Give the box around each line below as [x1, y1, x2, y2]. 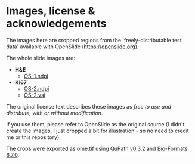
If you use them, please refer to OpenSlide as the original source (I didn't [6, 120, 185, 128]
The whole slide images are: [6, 54, 76, 61]
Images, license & [6, 4, 95, 18]
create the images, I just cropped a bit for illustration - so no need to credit [6, 127, 189, 134]
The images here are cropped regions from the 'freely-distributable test [6, 36, 182, 44]
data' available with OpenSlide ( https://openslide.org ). [6, 43, 139, 50]
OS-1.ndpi [23, 72, 49, 79]
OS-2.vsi [23, 91, 46, 98]
